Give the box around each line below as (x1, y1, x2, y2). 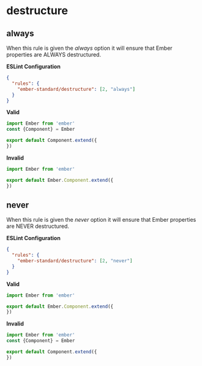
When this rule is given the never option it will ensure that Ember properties (6, 216, 196, 224)
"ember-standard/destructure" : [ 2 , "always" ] (17, 86, 136, 92)
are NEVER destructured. (6, 222, 69, 230)
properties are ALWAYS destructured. (6, 51, 102, 58)
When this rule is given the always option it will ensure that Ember (6, 44, 173, 52)
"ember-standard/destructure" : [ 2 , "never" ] (17, 258, 133, 264)
